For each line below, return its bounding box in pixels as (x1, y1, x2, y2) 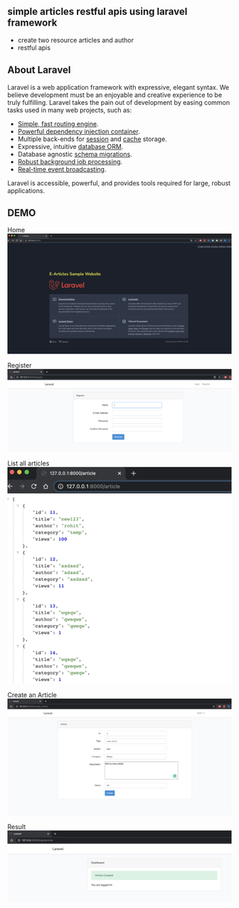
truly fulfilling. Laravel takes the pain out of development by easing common (7, 98, 230, 106)
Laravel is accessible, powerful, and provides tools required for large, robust (7, 178, 231, 187)
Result (7, 822, 26, 831)
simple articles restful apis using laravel (7, 6, 188, 18)
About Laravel (7, 64, 71, 76)
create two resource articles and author (17, 36, 134, 44)
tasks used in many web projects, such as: (7, 105, 132, 114)
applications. (7, 186, 45, 195)
